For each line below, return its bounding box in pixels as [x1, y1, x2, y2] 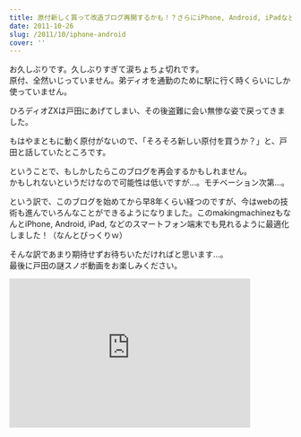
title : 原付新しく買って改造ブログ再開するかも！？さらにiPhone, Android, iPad [9, 13, 282, 22]
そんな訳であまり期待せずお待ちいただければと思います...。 [9, 249, 228, 260]
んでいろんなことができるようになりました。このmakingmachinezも [32, 207, 284, 218]
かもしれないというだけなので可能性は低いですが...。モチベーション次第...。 [9, 177, 289, 188]
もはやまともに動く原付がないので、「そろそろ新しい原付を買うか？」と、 [9, 135, 279, 146]
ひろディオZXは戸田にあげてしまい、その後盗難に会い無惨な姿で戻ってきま [9, 105, 286, 117]
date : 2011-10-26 [9, 22, 74, 31]
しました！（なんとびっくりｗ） [9, 230, 127, 240]
